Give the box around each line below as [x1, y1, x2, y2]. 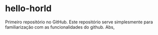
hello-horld [5, 3, 52, 14]
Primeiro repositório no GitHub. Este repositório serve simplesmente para [5, 19, 153, 25]
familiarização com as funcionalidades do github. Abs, [5, 24, 115, 30]
